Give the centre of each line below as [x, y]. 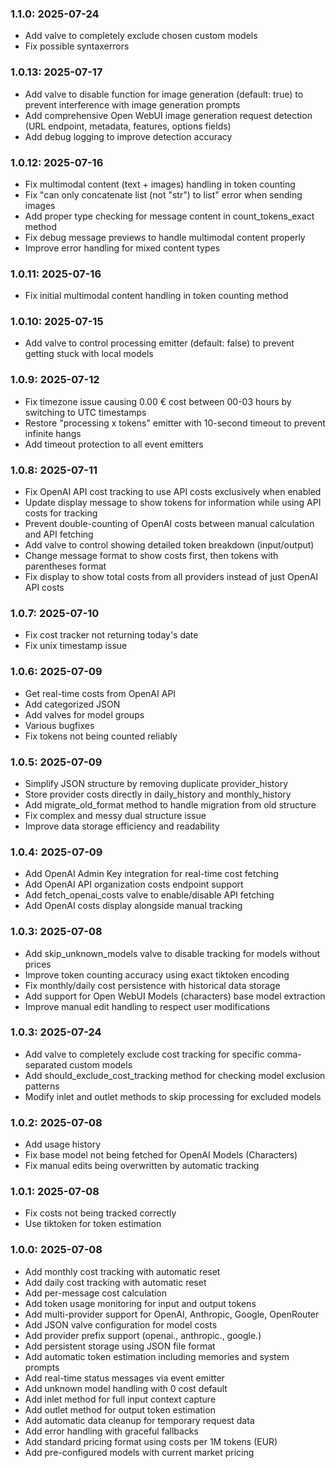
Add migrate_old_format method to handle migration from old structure [170, 804]
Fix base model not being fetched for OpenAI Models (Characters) [161, 1155]
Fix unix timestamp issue [76, 646]
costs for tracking [61, 513]
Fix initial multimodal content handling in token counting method [156, 296]
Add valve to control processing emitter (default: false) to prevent [159, 343]
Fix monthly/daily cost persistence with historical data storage [152, 985]
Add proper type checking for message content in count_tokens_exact [169, 216]
